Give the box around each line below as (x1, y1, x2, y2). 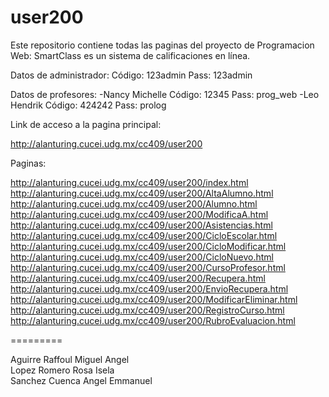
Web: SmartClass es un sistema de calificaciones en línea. (10, 49, 251, 61)
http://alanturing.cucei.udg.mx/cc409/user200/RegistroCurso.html (10, 304, 285, 316)
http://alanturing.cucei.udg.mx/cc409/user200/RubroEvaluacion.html (10, 314, 296, 326)
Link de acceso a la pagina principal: (10, 118, 162, 130)
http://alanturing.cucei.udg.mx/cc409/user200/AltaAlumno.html (10, 187, 274, 199)
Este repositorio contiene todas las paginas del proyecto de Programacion (10, 39, 315, 51)
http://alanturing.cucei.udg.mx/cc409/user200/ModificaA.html (10, 208, 269, 220)
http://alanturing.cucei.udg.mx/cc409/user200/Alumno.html (10, 197, 258, 210)
